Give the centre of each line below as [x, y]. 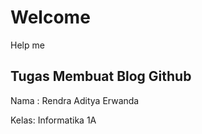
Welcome [50, 17]
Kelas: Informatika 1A [53, 120]
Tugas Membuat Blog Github [101, 76]
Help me [27, 45]
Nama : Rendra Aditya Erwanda [75, 100]
